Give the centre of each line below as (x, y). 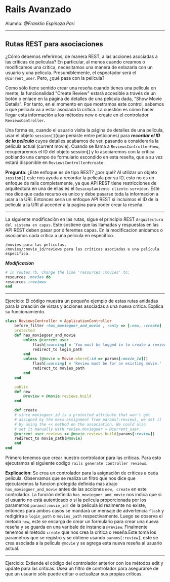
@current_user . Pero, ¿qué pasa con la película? (55, 78)
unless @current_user (46, 340)
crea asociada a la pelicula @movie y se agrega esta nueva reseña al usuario (84, 543)
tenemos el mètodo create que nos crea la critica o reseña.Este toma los (81, 532)
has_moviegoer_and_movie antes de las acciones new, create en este (76, 489)
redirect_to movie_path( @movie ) (48, 439)
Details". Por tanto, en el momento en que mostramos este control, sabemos (85, 104)
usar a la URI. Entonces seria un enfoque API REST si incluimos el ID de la (82, 199)
